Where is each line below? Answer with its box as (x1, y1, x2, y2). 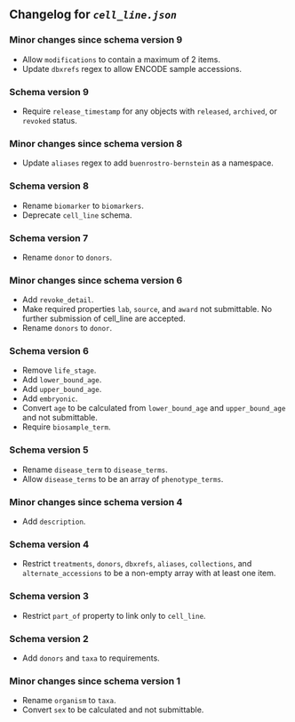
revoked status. (21, 115, 78, 125)
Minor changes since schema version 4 (9, 495, 183, 508)
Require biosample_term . (21, 421, 111, 432)
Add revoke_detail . (21, 294, 94, 305)
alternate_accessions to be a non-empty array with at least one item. (21, 568, 276, 579)
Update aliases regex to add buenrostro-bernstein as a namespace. (21, 157, 274, 168)
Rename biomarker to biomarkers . (21, 200, 145, 211)
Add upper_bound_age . (21, 384, 102, 395)
